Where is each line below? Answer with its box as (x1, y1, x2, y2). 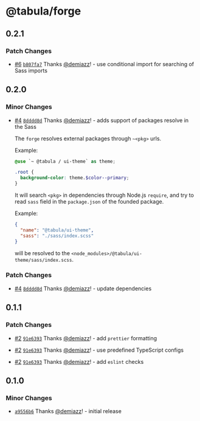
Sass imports (14, 67, 48, 74)
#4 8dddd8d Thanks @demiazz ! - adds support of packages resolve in (14, 117, 189, 124)
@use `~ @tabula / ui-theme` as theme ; (14, 158, 116, 165)
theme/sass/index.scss (14, 257, 72, 263)
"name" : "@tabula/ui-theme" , (20, 227, 94, 233)
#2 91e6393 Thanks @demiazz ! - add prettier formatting (14, 334, 157, 341)
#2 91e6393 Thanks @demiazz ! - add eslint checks (14, 358, 144, 365)
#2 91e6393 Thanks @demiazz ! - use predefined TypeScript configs (14, 346, 184, 354)
